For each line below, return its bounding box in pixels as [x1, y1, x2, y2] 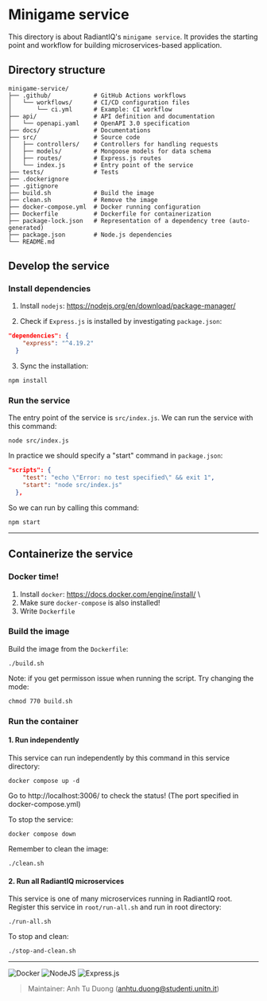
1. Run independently [8, 735, 79, 745]
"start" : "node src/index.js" [22, 481, 123, 489]
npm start [8, 518, 41, 526]
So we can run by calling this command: [8, 503, 139, 512]
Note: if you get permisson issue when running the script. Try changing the [8, 673, 254, 683]
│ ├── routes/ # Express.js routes [8, 154, 161, 162]
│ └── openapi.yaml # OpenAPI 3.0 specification [8, 119, 191, 127]
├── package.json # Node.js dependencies [8, 231, 172, 239]
